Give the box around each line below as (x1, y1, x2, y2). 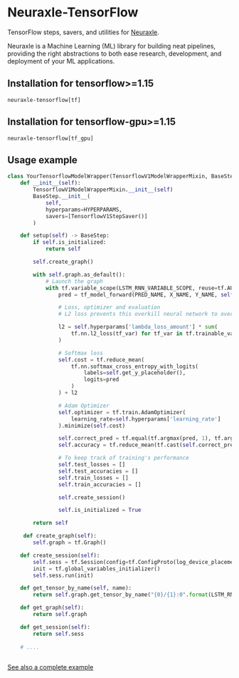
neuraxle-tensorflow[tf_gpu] (7, 135, 94, 142)
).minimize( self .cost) (58, 422, 126, 429)
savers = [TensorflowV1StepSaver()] (45, 212, 148, 220)
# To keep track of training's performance (58, 454, 190, 462)
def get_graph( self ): (20, 604, 84, 612)
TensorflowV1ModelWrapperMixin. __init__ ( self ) (33, 186, 174, 193)
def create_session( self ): (20, 552, 100, 559)
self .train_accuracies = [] (58, 481, 142, 488)
